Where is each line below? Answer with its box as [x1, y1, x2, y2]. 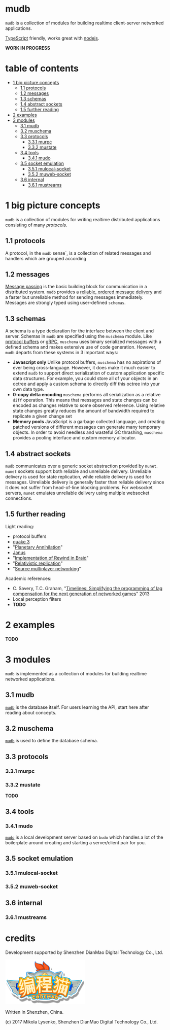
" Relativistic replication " [12, 560, 63, 566]
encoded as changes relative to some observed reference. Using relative [12, 402, 165, 408]
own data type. [12, 386, 44, 392]
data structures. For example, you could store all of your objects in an [12, 375, 158, 382]
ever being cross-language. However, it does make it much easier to [12, 365, 156, 371]
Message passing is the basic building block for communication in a [5, 284, 147, 290]
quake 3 [12, 538, 30, 544]
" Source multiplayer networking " [12, 565, 81, 571]
